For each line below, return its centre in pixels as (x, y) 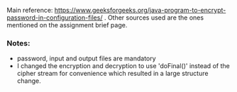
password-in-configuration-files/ (55, 18)
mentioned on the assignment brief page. (67, 25)
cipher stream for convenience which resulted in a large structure (112, 74)
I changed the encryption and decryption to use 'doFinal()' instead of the (123, 66)
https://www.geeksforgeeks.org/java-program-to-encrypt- (140, 10)
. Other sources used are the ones (154, 18)
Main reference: (30, 10)
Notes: (18, 43)
